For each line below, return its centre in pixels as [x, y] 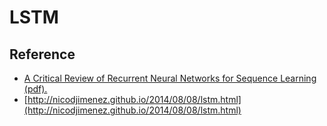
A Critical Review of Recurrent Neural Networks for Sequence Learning [170, 78]
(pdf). [35, 89]
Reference [42, 54]
